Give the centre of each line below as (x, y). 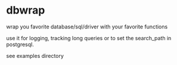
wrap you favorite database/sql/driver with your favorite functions (87, 27)
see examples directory (35, 56)
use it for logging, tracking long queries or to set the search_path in (89, 38)
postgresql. (20, 44)
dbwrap (26, 10)
